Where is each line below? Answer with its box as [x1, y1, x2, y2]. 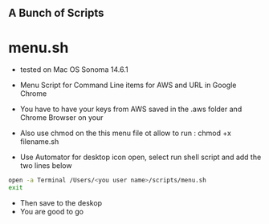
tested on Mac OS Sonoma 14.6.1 [19, 65, 128, 74]
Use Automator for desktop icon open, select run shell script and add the [19, 152, 262, 162]
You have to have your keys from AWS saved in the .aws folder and [19, 104, 243, 114]
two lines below [19, 161, 72, 170]
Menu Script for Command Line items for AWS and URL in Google [19, 80, 237, 90]
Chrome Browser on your [19, 113, 104, 122]
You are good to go [19, 207, 84, 217]
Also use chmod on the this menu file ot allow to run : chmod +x [19, 128, 231, 138]
